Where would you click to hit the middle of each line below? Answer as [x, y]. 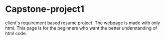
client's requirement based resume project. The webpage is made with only [83, 23]
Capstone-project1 [45, 9]
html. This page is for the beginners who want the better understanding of [81, 28]
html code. [16, 33]
